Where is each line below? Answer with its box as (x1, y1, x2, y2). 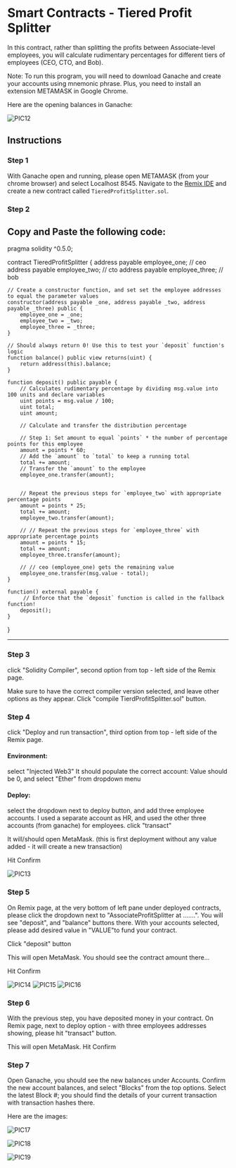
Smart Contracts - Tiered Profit (7, 5, 192, 21)
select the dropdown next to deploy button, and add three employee (7, 806, 205, 815)
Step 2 (7, 204, 30, 214)
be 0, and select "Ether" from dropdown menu (7, 774, 141, 783)
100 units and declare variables (7, 391, 105, 398)
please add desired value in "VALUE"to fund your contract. (7, 926, 178, 934)
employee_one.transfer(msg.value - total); (20, 570, 150, 577)
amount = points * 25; (20, 502, 86, 510)
